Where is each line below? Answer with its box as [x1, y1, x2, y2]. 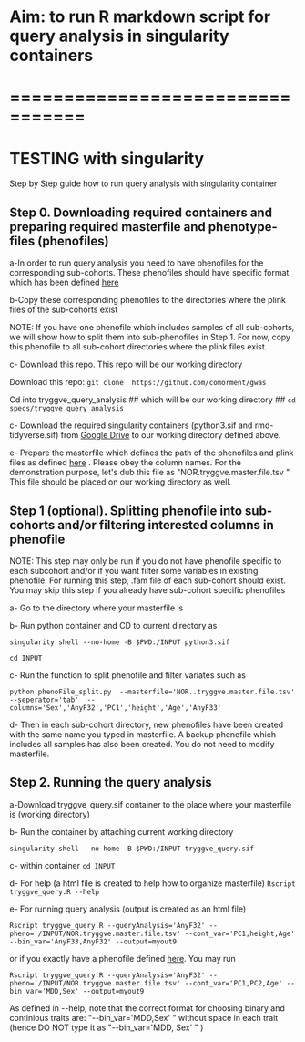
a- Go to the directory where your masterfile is [9, 602, 184, 613]
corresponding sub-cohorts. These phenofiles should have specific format [9, 267, 290, 278]
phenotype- [208, 219, 278, 234]
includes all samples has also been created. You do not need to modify [9, 738, 275, 749]
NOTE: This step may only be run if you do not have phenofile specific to [9, 555, 282, 567]
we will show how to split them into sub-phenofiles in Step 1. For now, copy [9, 331, 291, 343]
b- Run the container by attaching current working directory [9, 826, 234, 837]
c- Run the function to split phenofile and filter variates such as [9, 669, 246, 681]
